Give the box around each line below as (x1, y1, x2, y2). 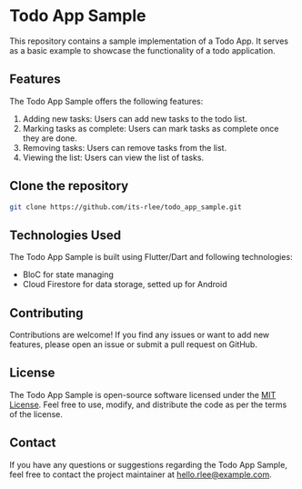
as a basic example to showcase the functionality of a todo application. (9, 45, 276, 55)
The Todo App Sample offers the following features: (9, 95, 204, 106)
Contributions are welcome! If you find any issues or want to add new (9, 329, 270, 341)
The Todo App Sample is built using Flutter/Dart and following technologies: (9, 252, 293, 263)
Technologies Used (9, 227, 121, 243)
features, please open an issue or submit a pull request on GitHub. (9, 339, 257, 350)
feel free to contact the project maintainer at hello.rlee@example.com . (9, 469, 272, 480)
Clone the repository (9, 178, 129, 194)
